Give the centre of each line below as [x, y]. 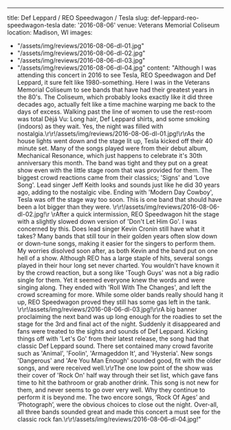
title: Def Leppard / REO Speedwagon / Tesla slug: [78, 18]
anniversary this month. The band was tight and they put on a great [112, 163]
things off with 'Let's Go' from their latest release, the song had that [113, 339]
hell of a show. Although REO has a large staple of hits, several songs [115, 258]
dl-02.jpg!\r [33, 214]
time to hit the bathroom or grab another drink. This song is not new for [118, 382]
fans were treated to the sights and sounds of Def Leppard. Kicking [112, 331]
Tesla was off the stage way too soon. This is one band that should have [119, 199]
